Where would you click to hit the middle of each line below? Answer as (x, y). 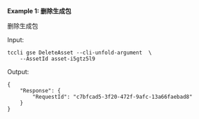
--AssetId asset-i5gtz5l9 (58, 59)
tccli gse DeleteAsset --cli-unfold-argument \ (80, 52)
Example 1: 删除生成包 (39, 11)
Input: (16, 40)
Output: (18, 72)
